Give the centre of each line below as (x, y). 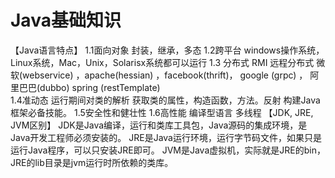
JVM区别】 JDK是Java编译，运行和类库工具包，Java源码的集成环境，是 (159, 125)
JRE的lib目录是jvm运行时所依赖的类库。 (92, 162)
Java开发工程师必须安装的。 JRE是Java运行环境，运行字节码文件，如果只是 (166, 137)
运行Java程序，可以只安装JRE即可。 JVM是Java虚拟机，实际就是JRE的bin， (168, 150)
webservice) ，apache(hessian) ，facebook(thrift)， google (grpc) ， (165, 75)
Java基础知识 (66, 20)
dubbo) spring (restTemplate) (100, 87)
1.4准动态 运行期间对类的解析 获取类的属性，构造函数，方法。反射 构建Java (165, 100)
